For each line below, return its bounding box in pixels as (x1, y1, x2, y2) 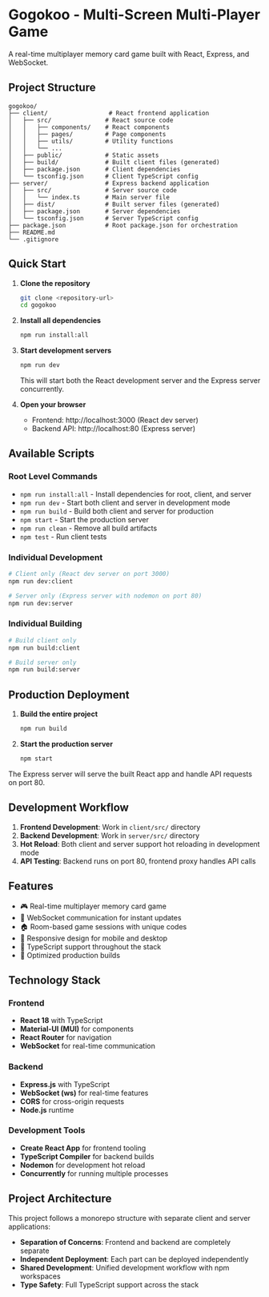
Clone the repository (19, 278, 90, 288)
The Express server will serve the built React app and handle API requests (8, 769, 252, 779)
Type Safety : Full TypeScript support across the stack (19, 1279, 199, 1289)
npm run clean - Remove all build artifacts (19, 523, 158, 533)
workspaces (19, 1271, 62, 1281)
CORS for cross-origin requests (19, 1096, 125, 1106)
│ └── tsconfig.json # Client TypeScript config (8, 172, 199, 180)
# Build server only (8, 659, 78, 667)
